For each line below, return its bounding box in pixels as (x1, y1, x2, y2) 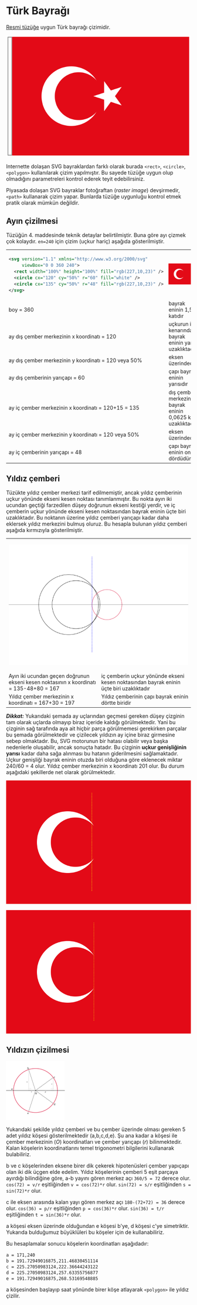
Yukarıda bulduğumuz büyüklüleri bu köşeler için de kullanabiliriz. (6, 1229, 165, 1236)
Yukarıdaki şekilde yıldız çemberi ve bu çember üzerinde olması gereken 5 (6, 1126, 186, 1133)
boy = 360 (8, 306, 34, 313)
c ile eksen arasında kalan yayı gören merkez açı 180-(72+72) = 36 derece (6, 1198, 185, 1206)
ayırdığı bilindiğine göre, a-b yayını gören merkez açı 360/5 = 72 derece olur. (6, 1174, 191, 1182)
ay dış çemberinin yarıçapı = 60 (8, 374, 85, 382)
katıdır (168, 312, 184, 319)
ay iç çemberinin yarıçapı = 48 (8, 449, 82, 456)
